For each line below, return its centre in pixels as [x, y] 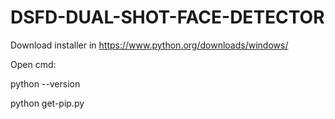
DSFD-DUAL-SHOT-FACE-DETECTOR [167, 17]
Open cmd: [33, 64]
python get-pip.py [47, 103]
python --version [45, 83]
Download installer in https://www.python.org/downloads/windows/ [149, 45]
